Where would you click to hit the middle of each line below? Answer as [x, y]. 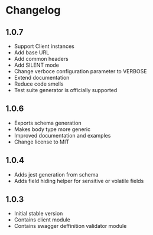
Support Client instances [44, 46]
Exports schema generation [48, 123]
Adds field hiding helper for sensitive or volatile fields [79, 181]
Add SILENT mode [37, 65]
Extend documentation [42, 78]
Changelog [33, 10]
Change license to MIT [42, 142]
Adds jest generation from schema [56, 174]
